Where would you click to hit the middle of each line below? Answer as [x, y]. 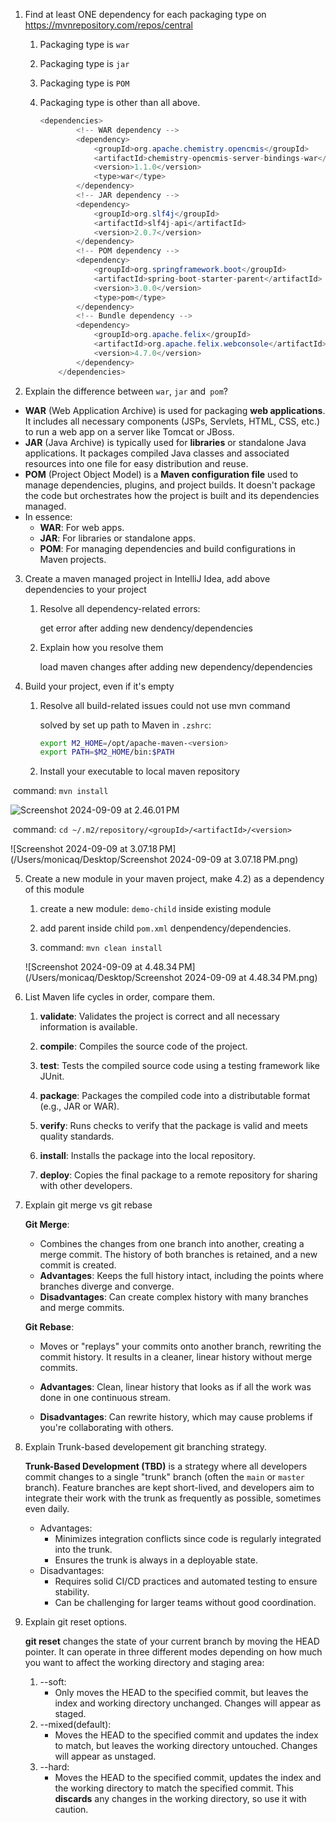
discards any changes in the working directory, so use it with [180, 1799]
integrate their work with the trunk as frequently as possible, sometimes [173, 1498]
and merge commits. [82, 1308]
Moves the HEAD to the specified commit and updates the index [186, 1735]
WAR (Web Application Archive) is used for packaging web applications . [175, 410]
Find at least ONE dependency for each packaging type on [145, 14]
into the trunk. [83, 1550]
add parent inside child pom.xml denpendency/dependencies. [165, 928]
